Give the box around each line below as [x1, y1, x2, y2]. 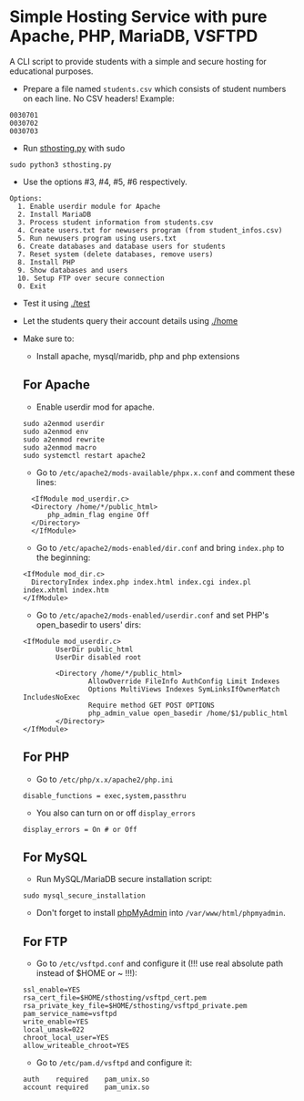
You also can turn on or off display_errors [35, 807, 196, 818]
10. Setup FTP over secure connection [17, 274, 166, 283]
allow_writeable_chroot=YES [22, 1042, 129, 1051]
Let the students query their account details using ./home [22, 315, 238, 326]
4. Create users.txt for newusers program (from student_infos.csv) [17, 225, 283, 234]
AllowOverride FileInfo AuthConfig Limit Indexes [87, 677, 280, 686]
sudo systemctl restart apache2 [22, 451, 146, 460]
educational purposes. [9, 66, 94, 77]
